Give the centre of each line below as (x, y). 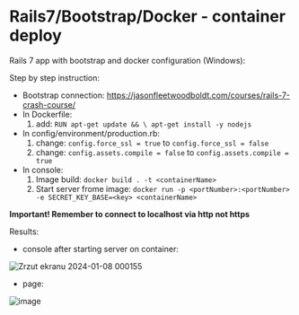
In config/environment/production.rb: (91, 133)
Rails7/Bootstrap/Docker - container (147, 17)
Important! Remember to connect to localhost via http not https (129, 214)
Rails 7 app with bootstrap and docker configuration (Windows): (128, 60)
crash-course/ (49, 104)
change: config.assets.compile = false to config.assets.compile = (162, 152)
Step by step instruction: (55, 77)
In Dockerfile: (47, 114)
